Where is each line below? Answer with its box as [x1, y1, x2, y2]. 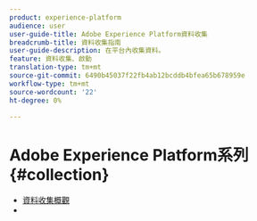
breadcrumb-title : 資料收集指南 [9, 37, 122, 47]
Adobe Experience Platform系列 [9, 144, 249, 165]
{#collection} [9, 164, 110, 184]
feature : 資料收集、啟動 [9, 54, 92, 63]
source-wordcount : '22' [9, 87, 98, 96]
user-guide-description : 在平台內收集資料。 [9, 46, 165, 55]
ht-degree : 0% [9, 95, 62, 105]
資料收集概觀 [21, 195, 70, 206]
